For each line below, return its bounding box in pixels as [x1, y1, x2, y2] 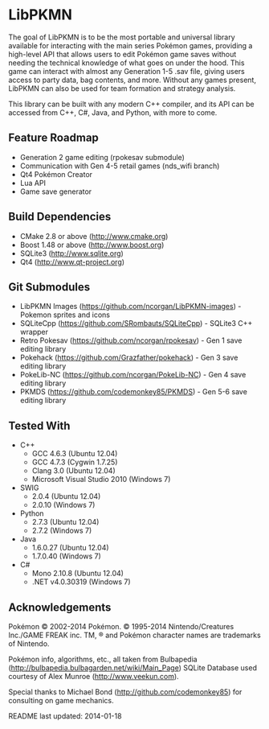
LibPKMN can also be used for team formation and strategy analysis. [8, 83, 236, 93]
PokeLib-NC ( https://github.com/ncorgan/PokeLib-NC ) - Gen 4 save [19, 370, 247, 380]
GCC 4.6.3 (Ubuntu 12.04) [31, 449, 118, 459]
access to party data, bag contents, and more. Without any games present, [8, 75, 257, 84]
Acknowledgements [8, 600, 112, 614]
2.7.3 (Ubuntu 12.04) [31, 517, 100, 527]
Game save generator [19, 187, 92, 196]
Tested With [8, 418, 71, 432]
